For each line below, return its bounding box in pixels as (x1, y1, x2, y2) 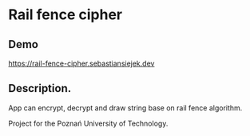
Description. (8, 82, 72, 95)
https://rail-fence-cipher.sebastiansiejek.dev (8, 58, 155, 68)
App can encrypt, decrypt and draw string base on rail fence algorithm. (8, 102, 243, 113)
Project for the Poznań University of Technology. (8, 118, 169, 128)
